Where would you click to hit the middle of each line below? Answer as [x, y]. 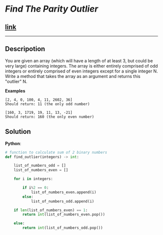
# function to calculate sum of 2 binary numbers [56, 152]
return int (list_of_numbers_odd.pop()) [63, 228]
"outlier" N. [16, 81]
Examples [15, 90]
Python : [13, 143]
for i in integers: [33, 179]
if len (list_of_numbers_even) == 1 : [51, 210]
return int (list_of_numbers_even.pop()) [64, 215]
